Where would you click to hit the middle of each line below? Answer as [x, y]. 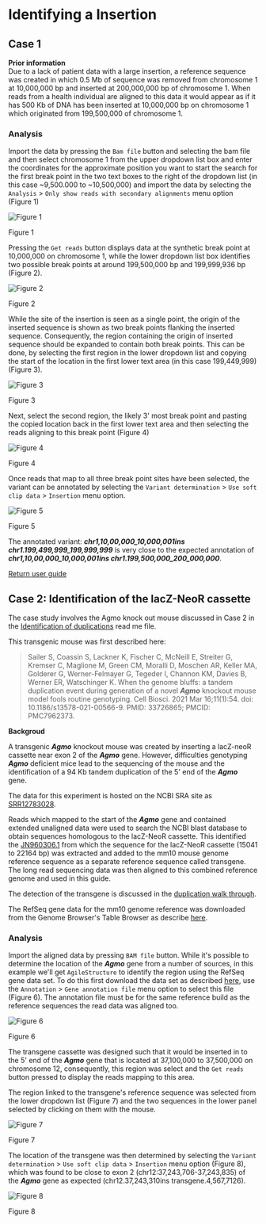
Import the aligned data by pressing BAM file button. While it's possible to [129, 955]
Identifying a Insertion [82, 15]
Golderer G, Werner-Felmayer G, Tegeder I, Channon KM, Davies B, [137, 674]
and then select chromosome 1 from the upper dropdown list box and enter [131, 159]
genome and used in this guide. [59, 878]
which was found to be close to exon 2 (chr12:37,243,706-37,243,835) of [127, 1172]
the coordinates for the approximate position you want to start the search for [133, 168]
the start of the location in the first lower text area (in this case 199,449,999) [133, 361]
